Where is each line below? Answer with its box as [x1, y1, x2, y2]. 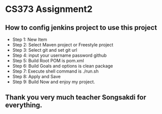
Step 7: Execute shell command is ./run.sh [12, 68, 99, 74]
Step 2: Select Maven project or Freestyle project [12, 42, 114, 48]
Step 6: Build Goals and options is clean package [12, 63, 113, 69]
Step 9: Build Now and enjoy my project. [12, 79, 95, 85]
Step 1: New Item [12, 36, 47, 42]
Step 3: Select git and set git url [12, 47, 77, 53]
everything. [5, 101, 42, 110]
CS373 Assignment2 [5, 3, 93, 15]
